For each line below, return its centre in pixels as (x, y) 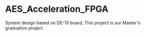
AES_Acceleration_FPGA (57, 9)
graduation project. (25, 28)
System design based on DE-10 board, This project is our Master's (73, 23)
